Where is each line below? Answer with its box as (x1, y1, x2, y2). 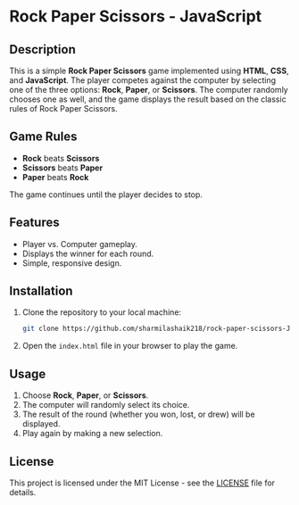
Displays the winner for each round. (21, 248, 154, 259)
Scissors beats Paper (21, 162, 104, 173)
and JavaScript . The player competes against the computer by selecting (9, 75, 277, 86)
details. (9, 486, 37, 497)
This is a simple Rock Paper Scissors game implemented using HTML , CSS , (9, 65, 289, 76)
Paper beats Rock (21, 171, 89, 182)
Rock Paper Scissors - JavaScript (9, 6, 262, 27)
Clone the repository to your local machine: (21, 307, 181, 318)
